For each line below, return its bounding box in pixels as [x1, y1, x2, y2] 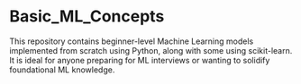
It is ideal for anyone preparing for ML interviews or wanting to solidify [9, 55, 270, 65]
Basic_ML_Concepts [9, 6, 165, 27]
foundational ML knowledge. [9, 64, 115, 75]
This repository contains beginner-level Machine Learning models [9, 36, 254, 46]
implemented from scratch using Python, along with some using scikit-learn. [9, 45, 293, 55]
